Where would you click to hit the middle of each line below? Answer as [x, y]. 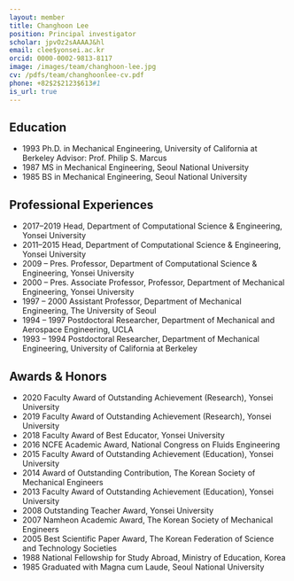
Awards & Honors [58, 376]
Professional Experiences [81, 205]
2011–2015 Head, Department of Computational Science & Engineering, [151, 245]
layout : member [37, 17]
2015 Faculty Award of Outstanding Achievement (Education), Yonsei [148, 453]
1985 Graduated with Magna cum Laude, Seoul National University [143, 567]
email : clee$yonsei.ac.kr [57, 50]
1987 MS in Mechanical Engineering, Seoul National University [135, 167]
